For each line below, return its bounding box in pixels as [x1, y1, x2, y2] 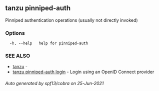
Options [5, 29, 25, 36]
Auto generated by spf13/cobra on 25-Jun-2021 [5, 81, 104, 86]
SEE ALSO [5, 52, 30, 59]
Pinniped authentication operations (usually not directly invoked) [5, 17, 138, 23]
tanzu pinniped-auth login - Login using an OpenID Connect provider [12, 69, 154, 75]
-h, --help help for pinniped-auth [9, 41, 88, 46]
